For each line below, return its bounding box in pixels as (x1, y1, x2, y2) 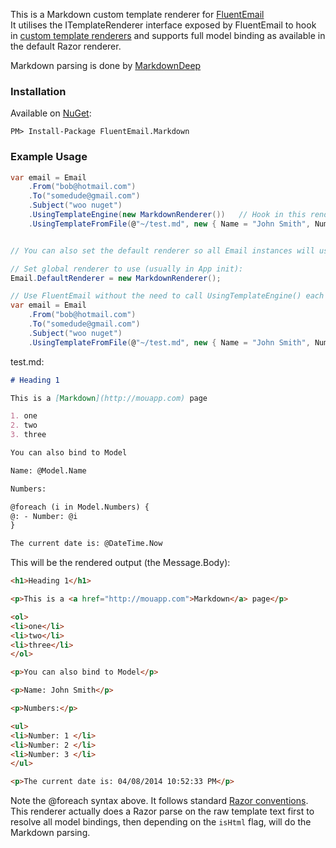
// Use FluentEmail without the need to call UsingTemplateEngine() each (10, 291, 325, 301)
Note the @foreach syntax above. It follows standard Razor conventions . (10, 795, 309, 807)
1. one (10, 411, 38, 421)
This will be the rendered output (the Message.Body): (10, 557, 231, 569)
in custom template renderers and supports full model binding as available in (10, 30, 326, 41)
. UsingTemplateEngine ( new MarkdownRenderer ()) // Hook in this (28, 210, 307, 220)
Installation (10, 84, 67, 98)
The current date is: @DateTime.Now (10, 539, 163, 549)
